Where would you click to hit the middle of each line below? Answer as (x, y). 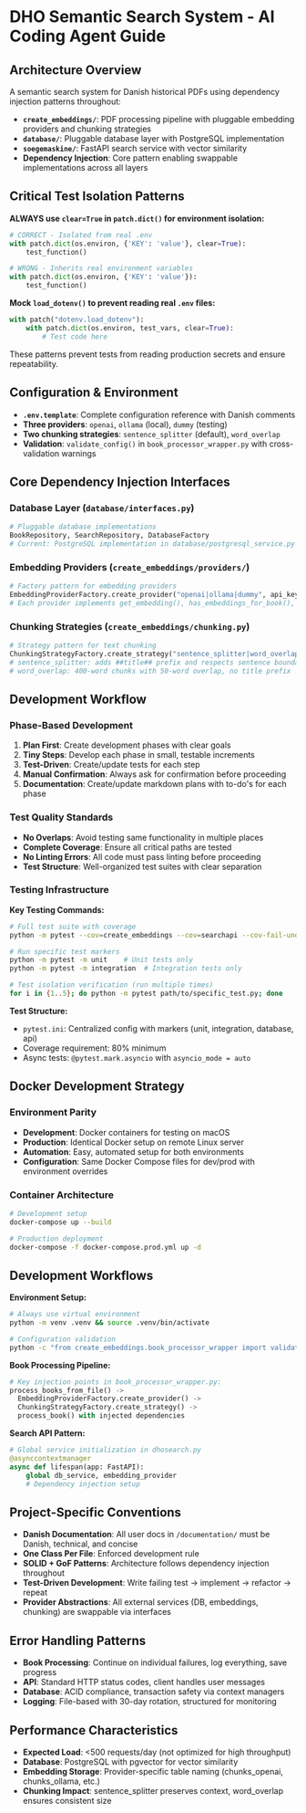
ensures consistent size (67, 1800)
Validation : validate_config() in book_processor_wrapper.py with (145, 444)
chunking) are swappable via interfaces (97, 1612)
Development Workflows (82, 1275)
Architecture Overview (76, 70)
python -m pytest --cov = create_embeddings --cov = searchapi (124, 935)
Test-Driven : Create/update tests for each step (111, 765)
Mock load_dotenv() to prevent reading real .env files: (112, 303)
